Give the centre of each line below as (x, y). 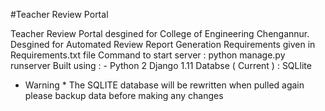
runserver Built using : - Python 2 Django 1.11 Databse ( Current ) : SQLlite (161, 65)
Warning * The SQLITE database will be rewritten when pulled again (164, 85)
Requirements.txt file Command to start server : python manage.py (148, 55)
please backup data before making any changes (124, 95)
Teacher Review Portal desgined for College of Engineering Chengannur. (160, 33)
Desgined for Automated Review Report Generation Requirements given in (163, 44)
